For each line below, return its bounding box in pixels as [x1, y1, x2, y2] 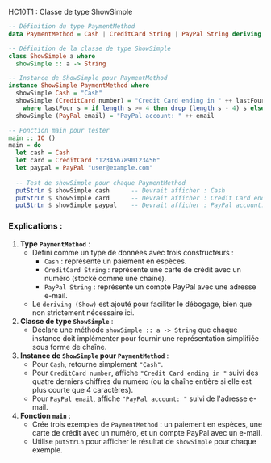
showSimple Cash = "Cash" [15, 89, 103, 98]
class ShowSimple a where [8, 52, 95, 60]
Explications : [8, 221, 63, 232]
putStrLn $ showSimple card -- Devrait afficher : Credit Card [15, 194, 251, 202]
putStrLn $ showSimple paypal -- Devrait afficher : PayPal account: [15, 201, 265, 209]
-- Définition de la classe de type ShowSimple [8, 44, 172, 53]
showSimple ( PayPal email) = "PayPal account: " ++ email [15, 112, 215, 120]
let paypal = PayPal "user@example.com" [15, 164, 153, 172]
